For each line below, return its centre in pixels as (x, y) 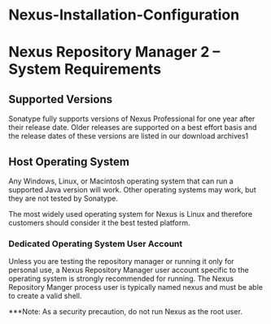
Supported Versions (60, 99)
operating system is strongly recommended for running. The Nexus (121, 279)
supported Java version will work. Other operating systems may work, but (132, 190)
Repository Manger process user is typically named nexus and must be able (135, 287)
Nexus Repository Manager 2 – (114, 52)
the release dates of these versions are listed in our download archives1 (129, 136)
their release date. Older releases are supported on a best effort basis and (133, 127)
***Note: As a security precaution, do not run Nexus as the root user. (125, 312)
